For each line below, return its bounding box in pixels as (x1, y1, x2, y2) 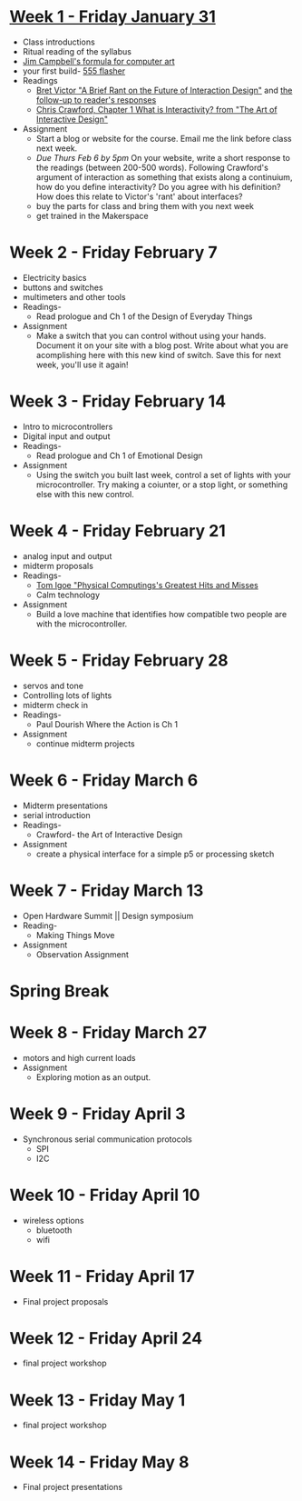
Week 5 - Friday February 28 (9, 650, 229, 670)
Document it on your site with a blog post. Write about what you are (35, 339, 288, 351)
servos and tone (22, 680, 84, 691)
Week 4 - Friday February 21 (9, 521, 227, 541)
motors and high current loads (22, 1052, 136, 1063)
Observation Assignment (35, 948, 130, 960)
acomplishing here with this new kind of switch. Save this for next (35, 349, 281, 360)
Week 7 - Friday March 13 (9, 880, 204, 901)
